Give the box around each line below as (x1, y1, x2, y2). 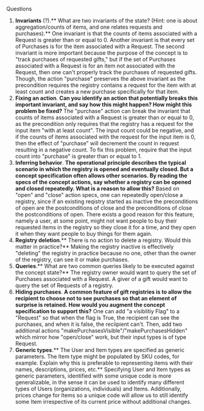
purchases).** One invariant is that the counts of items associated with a (15, 30, 198, 37)
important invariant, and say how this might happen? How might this (15, 101, 192, 108)
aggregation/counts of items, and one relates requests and (15, 24, 163, 30)
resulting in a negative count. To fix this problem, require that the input (15, 146, 192, 153)
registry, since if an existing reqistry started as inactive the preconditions (15, 198, 199, 205)
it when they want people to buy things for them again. (15, 230, 153, 237)
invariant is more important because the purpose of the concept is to (15, 49, 188, 57)
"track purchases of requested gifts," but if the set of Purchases (15, 56, 176, 63)
